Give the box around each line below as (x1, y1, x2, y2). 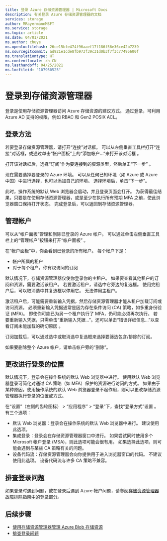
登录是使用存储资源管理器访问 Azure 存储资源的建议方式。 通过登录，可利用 (5, 108, 161, 113)
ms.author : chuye (5, 40, 41, 45)
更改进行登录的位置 (5, 360, 64, 368)
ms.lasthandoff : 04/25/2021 (5, 63, 64, 68)
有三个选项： (5, 410, 31, 416)
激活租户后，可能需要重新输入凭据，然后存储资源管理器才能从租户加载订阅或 (5, 298, 162, 304)
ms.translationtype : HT (5, 53, 55, 59)
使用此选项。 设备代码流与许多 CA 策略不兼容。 (12, 457, 110, 463)
